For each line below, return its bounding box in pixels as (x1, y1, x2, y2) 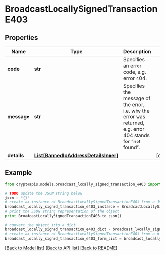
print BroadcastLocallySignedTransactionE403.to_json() (5, 214, 122, 219)
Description (123, 48, 151, 55)
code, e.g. (123, 69, 146, 75)
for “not (123, 138, 141, 144)
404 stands (123, 132, 150, 139)
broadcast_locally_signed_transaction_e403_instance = (5, 204, 120, 209)
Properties (5, 33, 38, 42)
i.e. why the (123, 107, 150, 114)
